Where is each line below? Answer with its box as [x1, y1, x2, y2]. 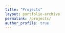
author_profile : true [5, 20, 49, 26]
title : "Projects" [5, 7, 43, 12]
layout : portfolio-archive [5, 12, 60, 16]
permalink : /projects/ [5, 16, 51, 21]
